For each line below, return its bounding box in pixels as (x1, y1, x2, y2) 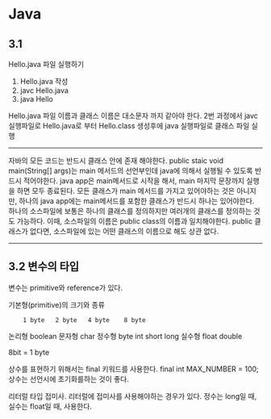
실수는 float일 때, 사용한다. (8, 401, 93, 411)
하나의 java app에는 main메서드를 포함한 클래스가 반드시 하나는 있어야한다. (19, 196, 255, 206)
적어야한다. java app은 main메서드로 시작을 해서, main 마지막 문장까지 (23, 176, 244, 186)
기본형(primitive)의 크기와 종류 (8, 300, 105, 309)
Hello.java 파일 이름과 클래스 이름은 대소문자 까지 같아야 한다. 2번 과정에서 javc (8, 111, 258, 120)
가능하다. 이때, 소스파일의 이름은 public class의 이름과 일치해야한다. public (16, 216, 252, 226)
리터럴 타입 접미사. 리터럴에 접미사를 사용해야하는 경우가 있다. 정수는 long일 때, (8, 391, 257, 400)
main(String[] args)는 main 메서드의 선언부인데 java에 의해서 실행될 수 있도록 (8, 166, 253, 175)
